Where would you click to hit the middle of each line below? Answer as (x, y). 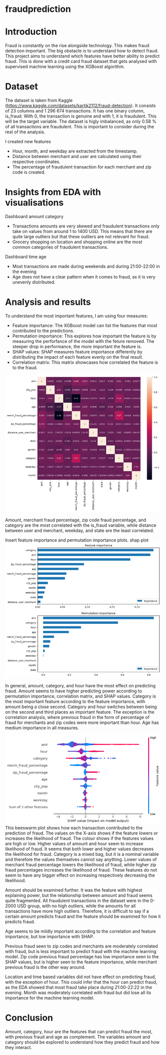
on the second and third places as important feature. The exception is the (80, 712)
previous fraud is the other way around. (45, 967)
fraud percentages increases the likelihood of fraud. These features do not (81, 870)
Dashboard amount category (34, 216)
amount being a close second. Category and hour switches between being (81, 707)
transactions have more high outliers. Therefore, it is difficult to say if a (77, 911)
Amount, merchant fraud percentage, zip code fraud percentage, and (76, 520)
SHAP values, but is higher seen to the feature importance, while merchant (81, 962)
